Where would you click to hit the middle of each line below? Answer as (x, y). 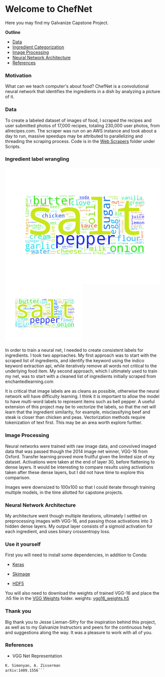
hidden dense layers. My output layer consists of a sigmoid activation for (79, 526)
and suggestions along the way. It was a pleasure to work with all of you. (79, 632)
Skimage (21, 574)
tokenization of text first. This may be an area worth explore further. (74, 423)
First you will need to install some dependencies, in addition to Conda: (76, 555)
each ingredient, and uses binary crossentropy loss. (58, 531)
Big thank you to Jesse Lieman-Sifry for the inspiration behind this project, (81, 622)
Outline (13, 32)
